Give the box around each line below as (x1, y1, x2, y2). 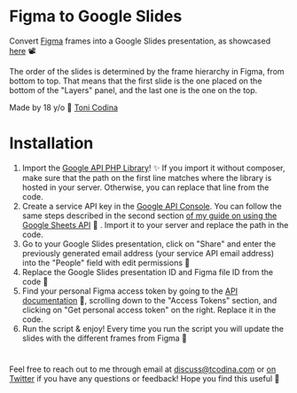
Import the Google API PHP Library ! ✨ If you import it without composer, (21, 162, 285, 173)
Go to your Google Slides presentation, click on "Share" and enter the (21, 238, 277, 249)
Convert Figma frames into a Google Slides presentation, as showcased (9, 35, 271, 46)
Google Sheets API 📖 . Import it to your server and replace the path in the (21, 219, 289, 230)
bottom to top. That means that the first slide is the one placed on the (9, 75, 262, 86)
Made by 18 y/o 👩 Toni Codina (9, 102, 118, 113)
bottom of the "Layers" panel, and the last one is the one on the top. (9, 84, 258, 95)
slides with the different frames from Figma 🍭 (21, 333, 188, 343)
